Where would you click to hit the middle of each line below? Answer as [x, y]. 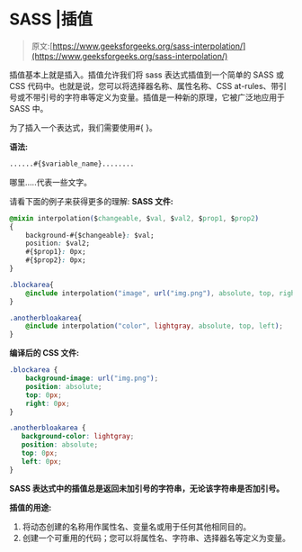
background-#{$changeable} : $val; [90, 235]
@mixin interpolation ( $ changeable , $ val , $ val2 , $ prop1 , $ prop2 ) [134, 218]
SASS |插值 [51, 19]
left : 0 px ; [42, 461]
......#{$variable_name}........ [72, 164]
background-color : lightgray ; [78, 437]
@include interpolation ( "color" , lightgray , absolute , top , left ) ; [155, 326]
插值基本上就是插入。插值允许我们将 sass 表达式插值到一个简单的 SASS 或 [147, 75]
